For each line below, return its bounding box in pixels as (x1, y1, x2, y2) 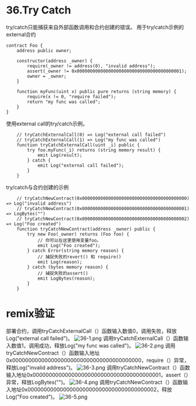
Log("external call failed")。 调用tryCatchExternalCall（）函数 (6, 335, 184, 342)
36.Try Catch (6, 4, 71, 17)
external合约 (6, 30, 36, 38)
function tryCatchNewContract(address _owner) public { (16, 226, 156, 232)
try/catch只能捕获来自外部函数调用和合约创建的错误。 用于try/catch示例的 (6, 23, 184, 30)
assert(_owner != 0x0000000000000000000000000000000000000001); (27, 68, 187, 74)
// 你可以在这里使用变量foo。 (37, 238, 101, 243)
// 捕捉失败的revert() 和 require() (37, 254, 122, 260)
